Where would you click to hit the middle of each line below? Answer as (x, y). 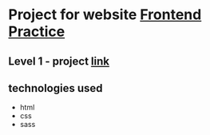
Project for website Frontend (105, 15)
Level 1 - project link (59, 61)
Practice (37, 32)
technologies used (55, 88)
